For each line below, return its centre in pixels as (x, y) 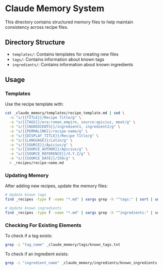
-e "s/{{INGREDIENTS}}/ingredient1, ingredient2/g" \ (65, 127)
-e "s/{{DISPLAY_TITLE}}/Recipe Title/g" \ (54, 136)
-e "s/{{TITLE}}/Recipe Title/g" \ (45, 118)
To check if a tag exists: (29, 236)
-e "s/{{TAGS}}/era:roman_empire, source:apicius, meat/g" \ (73, 122)
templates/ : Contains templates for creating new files (65, 54)
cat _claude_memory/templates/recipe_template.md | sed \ (65, 113)
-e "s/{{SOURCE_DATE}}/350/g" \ (42, 159)
